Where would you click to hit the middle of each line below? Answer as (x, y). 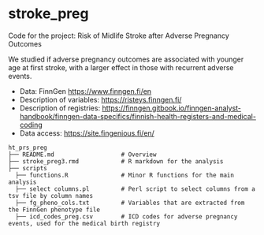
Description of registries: (60, 108)
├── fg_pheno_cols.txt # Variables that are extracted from (130, 203)
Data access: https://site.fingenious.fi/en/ (87, 133)
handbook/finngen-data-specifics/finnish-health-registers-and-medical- (138, 116)
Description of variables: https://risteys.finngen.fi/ (100, 99)
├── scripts (28, 168)
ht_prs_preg (28, 147)
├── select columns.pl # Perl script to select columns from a (136, 189)
